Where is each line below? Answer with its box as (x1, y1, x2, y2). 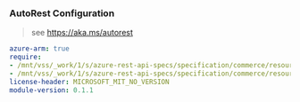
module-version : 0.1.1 (9, 85, 94, 95)
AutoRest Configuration (9, 7, 115, 20)
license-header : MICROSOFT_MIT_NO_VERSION (9, 77, 170, 86)
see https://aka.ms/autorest (30, 27, 134, 38)
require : (9, 52, 42, 62)
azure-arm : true (9, 44, 70, 53)
